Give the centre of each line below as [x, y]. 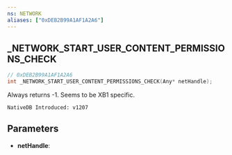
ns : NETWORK [24, 14]
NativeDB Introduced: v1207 [48, 108]
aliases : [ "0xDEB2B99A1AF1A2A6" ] [56, 20]
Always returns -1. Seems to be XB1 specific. [71, 95]
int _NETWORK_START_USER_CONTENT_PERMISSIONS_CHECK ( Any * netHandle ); [110, 82]
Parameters [33, 129]
